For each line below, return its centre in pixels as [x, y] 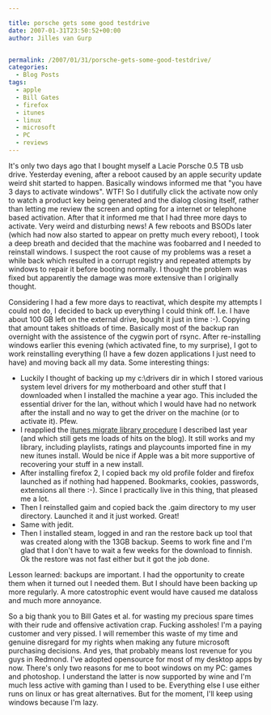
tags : [17, 83]
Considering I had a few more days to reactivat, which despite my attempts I [135, 302]
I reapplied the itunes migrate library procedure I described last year [134, 430]
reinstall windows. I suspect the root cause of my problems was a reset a [130, 251]
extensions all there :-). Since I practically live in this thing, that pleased [139, 490]
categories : [28, 67]
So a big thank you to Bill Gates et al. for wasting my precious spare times [131, 616]
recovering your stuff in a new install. [82, 464]
